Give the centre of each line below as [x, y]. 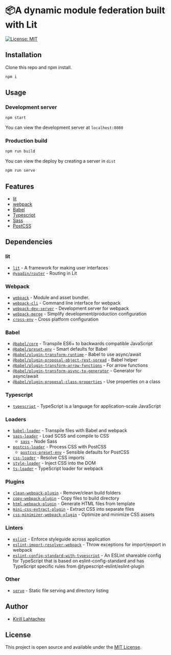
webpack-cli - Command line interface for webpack [67, 303]
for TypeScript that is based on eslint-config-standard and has [78, 560]
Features [20, 186]
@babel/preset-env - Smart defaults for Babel [60, 349]
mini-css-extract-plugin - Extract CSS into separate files [73, 509]
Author [17, 607]
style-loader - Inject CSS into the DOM [54, 463]
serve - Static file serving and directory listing [60, 590]
